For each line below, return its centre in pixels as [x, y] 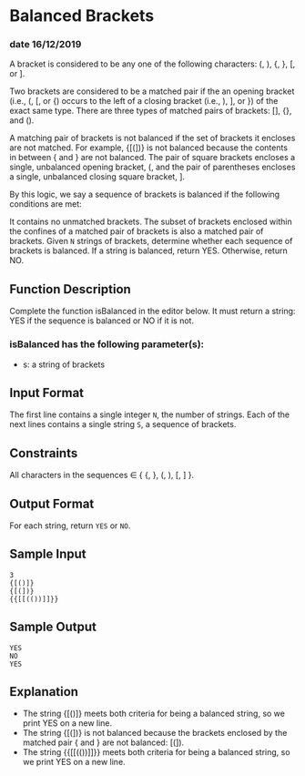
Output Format [52, 503]
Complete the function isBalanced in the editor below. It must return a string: [152, 311]
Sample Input [48, 554]
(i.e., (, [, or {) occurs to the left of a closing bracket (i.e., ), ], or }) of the [144, 101]
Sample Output [53, 627]
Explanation [44, 692]
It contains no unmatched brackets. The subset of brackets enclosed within [151, 222]
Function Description [71, 289]
